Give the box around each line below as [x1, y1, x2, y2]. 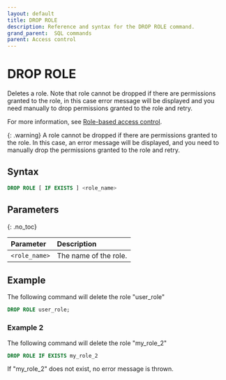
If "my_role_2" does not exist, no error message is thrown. [7, 365, 174, 373]
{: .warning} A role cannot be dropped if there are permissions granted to [7, 131, 218, 139]
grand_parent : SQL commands [7, 29, 92, 37]
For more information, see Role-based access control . [7, 118, 163, 126]
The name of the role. [56, 250, 128, 260]
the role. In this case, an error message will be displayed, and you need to [7, 139, 220, 147]
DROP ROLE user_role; [7, 306, 70, 314]
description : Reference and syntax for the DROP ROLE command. [7, 23, 195, 30]
